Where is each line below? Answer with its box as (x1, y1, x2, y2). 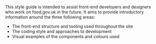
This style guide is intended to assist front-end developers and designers (5, 4, 151, 10)
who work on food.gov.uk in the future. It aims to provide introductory (5, 9, 144, 15)
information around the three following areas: (5, 14, 95, 20)
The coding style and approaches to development (12, 29, 112, 34)
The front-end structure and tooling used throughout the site (12, 23, 133, 29)
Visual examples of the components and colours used (12, 33, 120, 39)
